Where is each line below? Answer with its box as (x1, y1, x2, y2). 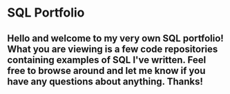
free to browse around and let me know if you (7, 64, 206, 77)
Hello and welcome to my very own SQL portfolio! (7, 32, 224, 44)
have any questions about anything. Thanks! (7, 75, 204, 87)
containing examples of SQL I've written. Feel (7, 54, 207, 66)
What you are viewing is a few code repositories (7, 43, 218, 55)
